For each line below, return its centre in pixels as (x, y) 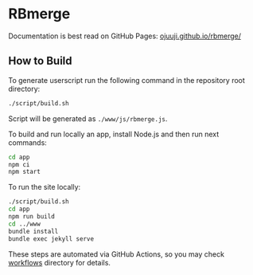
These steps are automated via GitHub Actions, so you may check (117, 254)
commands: (28, 142)
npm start (25, 172)
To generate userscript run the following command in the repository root (127, 80)
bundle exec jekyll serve (51, 239)
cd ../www (25, 224)
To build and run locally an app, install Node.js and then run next (114, 134)
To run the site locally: (45, 187)
